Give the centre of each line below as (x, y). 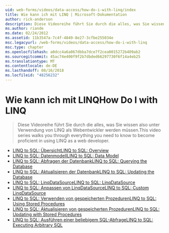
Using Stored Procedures (39, 203)
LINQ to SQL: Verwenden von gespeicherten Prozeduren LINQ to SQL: (84, 198)
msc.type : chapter (24, 47)
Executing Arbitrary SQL (37, 225)
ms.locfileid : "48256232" (32, 75)
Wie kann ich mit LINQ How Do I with (81, 100)
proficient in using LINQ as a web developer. (63, 141)
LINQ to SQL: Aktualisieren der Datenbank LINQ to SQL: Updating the (83, 172)
